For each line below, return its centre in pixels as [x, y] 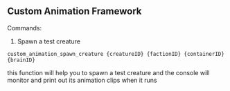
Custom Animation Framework [74, 11]
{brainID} [21, 60]
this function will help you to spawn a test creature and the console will [108, 72]
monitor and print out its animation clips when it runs [82, 80]
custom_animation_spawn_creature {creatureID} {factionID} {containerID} [116, 54]
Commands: [25, 28]
